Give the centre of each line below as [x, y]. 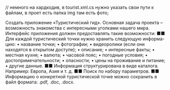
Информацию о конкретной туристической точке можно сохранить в [81, 77]
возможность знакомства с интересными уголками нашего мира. [77, 28]
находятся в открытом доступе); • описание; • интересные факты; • [80, 50]
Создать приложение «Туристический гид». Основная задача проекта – [84, 23]
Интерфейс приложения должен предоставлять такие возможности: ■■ [85, 33]
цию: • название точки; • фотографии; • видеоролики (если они [75, 44]
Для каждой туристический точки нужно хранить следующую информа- [85, 39]
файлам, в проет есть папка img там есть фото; [57, 13]
